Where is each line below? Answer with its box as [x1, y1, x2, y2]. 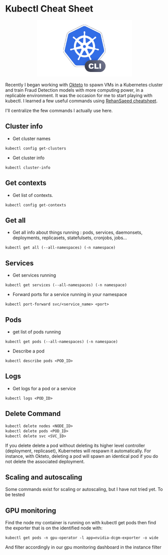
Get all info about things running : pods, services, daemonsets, [12, 230, 143, 236]
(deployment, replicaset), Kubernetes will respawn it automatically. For [5, 448, 151, 454]
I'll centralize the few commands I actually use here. [5, 107, 113, 113]
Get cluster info [12, 155, 45, 161]
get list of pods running [12, 329, 61, 335]
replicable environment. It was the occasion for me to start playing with [5, 92, 152, 98]
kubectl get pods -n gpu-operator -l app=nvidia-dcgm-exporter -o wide [5, 535, 158, 540]
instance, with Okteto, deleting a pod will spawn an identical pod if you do [5, 453, 158, 459]
